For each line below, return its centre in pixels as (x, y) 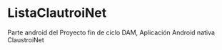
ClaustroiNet (26, 39)
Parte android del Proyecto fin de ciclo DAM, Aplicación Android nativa (111, 32)
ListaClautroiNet (57, 13)
